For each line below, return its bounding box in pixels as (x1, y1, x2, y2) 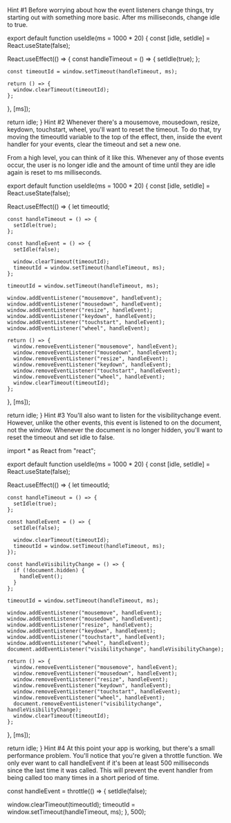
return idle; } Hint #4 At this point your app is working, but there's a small (7, 744, 215, 752)
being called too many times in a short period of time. (7, 774, 160, 781)
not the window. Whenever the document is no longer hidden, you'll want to (7, 426, 223, 434)
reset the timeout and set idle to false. (7, 433, 115, 441)
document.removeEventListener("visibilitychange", (13, 700, 163, 707)
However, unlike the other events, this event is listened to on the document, (7, 418, 222, 427)
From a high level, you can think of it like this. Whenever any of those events (7, 154, 225, 161)
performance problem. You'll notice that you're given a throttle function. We (7, 752, 223, 759)
